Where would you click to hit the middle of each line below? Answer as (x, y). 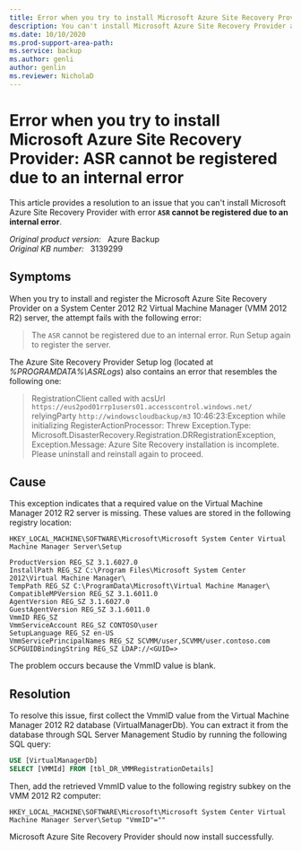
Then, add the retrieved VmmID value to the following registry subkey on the (150, 785)
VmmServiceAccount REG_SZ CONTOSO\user (84, 626)
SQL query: (30, 744)
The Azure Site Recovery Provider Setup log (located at (111, 362)
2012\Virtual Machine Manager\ (68, 579)
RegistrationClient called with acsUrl (98, 398)
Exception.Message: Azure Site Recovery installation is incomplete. (155, 444)
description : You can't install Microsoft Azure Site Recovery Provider (148, 26)
